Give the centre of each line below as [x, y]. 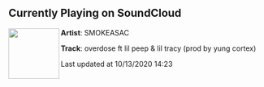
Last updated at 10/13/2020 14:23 [117, 64]
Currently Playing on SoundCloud [95, 13]
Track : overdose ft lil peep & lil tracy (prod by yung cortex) [158, 48]
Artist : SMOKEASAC [95, 32]
